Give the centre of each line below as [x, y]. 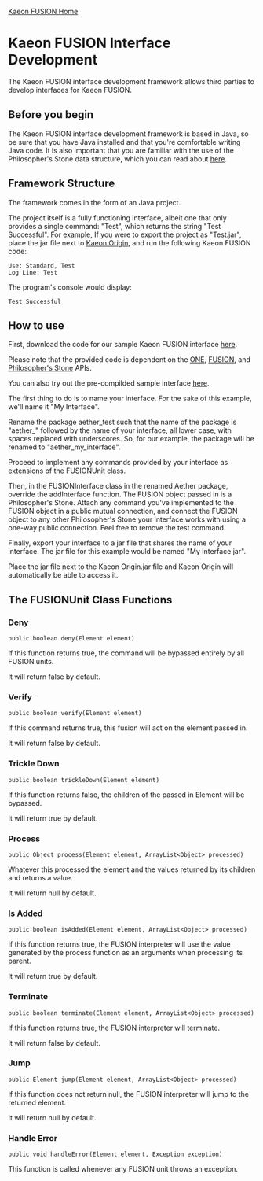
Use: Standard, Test [42, 266]
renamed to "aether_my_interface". [64, 447]
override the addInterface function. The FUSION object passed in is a [120, 494]
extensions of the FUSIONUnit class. [67, 471]
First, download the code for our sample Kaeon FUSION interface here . [123, 345]
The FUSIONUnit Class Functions [90, 600]
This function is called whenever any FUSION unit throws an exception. [123, 1169]
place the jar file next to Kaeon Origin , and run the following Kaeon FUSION [130, 242]
